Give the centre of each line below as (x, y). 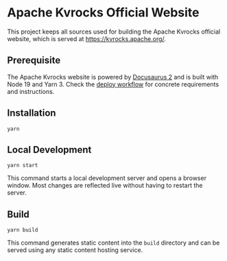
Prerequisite (34, 61)
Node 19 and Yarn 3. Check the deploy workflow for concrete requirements (113, 84)
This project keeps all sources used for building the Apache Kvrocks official (114, 32)
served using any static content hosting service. (75, 250)
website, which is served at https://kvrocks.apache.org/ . (87, 38)
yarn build (23, 230)
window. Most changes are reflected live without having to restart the (105, 186)
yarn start (23, 166)
